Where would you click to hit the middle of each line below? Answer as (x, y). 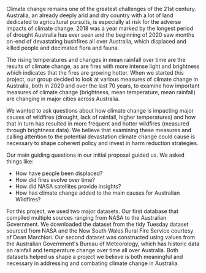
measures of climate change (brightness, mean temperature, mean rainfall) (101, 92)
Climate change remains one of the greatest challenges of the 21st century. (101, 9)
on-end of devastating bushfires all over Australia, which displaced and (97, 41)
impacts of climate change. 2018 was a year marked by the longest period (100, 28)
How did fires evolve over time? (55, 180)
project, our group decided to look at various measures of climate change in (102, 79)
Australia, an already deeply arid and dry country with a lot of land (90, 15)
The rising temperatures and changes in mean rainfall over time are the (96, 60)
